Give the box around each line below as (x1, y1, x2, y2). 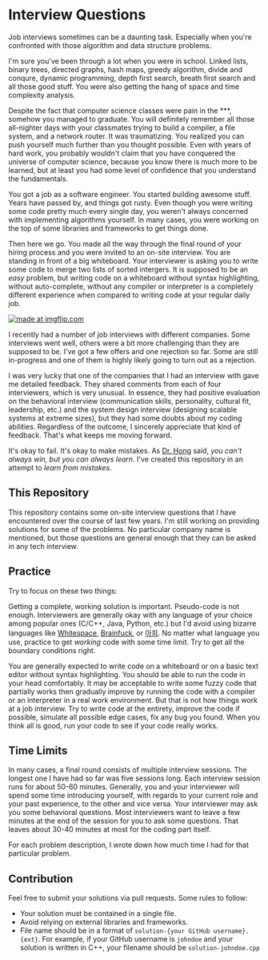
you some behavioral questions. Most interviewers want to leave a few (8, 808, 241, 817)
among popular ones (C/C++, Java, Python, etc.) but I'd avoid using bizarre (8, 619, 257, 628)
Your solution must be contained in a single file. (19, 909, 177, 918)
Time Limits (8, 744, 68, 757)
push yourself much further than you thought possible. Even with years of (8, 139, 252, 149)
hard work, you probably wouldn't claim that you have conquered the (8, 148, 236, 158)
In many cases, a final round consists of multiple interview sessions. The (8, 765, 248, 775)
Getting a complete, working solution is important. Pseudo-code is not (8, 601, 240, 611)
